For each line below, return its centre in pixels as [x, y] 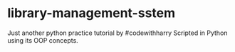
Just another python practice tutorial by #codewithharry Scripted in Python [117, 33]
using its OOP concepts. [43, 40]
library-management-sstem [92, 13]
